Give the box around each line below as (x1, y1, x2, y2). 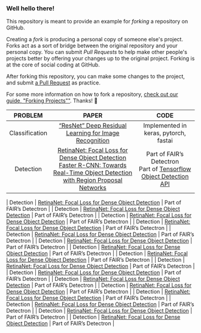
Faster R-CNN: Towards (59, 161, 127, 169)
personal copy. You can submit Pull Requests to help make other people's (6, 49, 187, 56)
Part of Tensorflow (138, 165, 191, 173)
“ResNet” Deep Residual (59, 122, 127, 130)
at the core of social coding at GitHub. (6, 61, 100, 68)
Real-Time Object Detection (53, 169, 133, 177)
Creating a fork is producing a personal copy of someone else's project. (6, 36, 184, 43)
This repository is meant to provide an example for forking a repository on (6, 18, 188, 25)
